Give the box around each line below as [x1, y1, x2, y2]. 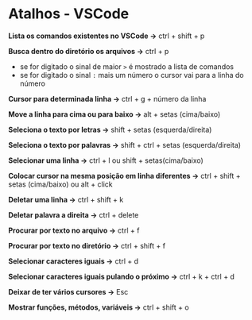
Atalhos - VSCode [8, 5, 130, 23]
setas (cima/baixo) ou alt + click [8, 179, 113, 189]
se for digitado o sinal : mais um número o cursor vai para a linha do [19, 70, 244, 79]
